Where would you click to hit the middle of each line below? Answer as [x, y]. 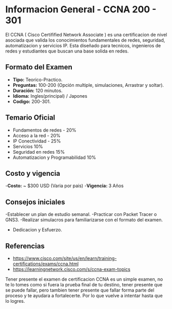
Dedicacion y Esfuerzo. [37, 230]
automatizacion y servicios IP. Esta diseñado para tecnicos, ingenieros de [83, 45]
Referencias [25, 246]
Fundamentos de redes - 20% [44, 130]
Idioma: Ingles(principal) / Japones [50, 96]
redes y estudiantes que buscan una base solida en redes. [67, 51]
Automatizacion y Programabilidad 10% [54, 157]
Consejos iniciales [35, 202]
